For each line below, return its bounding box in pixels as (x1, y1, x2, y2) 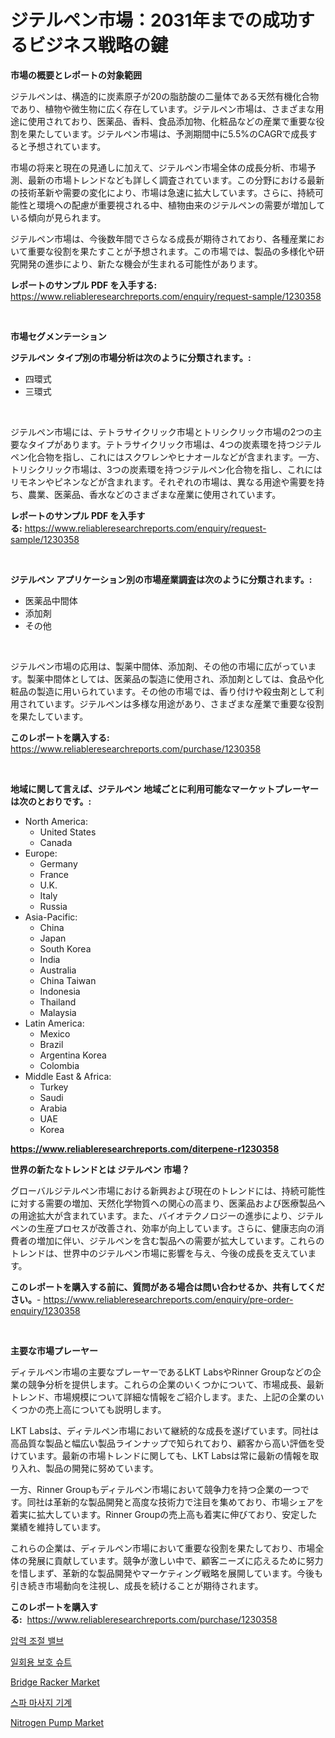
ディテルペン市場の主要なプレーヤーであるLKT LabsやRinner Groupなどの (10, 1366, 313, 1378)
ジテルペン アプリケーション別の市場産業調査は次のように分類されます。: (10, 573, 313, 585)
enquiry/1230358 (10, 1304, 81, 1316)
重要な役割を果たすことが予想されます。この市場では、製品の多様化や (27, 245, 317, 257)
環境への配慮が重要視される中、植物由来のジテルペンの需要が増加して (36, 199, 326, 211)
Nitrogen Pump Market (10, 1716, 105, 1728)
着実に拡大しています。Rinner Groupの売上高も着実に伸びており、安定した (10, 1508, 318, 1520)
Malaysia (39, 1006, 77, 1018)
